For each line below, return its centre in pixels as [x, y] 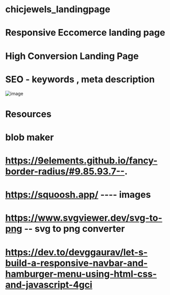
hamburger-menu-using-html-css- [81, 274]
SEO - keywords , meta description [80, 79]
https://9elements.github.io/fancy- [81, 161]
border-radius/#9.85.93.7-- [65, 171]
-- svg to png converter [75, 229]
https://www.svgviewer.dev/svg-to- [84, 218]
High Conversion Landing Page [72, 56]
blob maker [30, 137]
